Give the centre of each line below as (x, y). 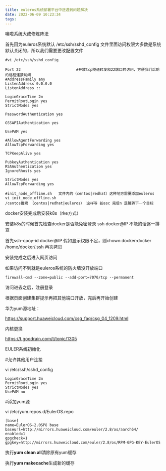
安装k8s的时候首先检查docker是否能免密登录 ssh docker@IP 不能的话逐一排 (83, 224)
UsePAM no (15, 392)
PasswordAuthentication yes (34, 114)
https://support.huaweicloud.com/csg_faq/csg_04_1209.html (67, 318)
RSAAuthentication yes (28, 167)
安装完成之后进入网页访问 (31, 258)
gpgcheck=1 (16, 438)
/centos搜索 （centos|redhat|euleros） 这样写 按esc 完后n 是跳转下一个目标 (79, 203)
